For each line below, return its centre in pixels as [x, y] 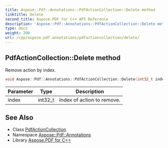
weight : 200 [17, 33]
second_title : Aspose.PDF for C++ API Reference [57, 19]
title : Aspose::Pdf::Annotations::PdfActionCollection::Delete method [80, 10]
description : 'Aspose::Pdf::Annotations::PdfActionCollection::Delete [80, 24]
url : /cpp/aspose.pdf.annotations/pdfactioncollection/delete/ [72, 38]
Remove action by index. [30, 70]
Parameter [20, 91]
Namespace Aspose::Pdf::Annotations [52, 135]
